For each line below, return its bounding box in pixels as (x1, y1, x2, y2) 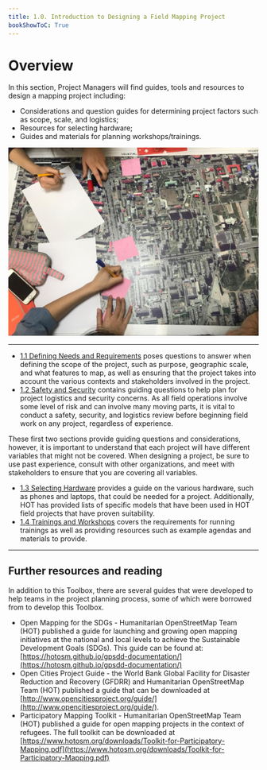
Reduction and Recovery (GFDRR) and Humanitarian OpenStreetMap (19, 676, 245, 687)
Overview (8, 56, 74, 75)
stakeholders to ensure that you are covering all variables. (8, 467, 199, 477)
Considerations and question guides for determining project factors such (19, 106, 258, 116)
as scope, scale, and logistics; (19, 115, 119, 125)
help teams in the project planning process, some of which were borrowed (8, 594, 252, 603)
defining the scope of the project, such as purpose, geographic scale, (19, 359, 249, 369)
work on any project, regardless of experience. (19, 418, 173, 428)
